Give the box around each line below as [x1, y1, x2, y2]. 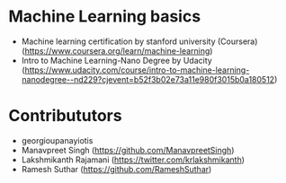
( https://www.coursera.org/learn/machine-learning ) [21, 45, 213, 56]
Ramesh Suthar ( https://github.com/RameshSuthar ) [21, 163, 212, 174]
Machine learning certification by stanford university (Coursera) [21, 36, 258, 47]
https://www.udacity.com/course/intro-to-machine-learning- [24, 65, 250, 75]
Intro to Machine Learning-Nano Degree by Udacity [21, 55, 212, 65]
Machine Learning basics [8, 6, 201, 27]
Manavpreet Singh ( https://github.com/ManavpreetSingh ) [21, 144, 235, 155]
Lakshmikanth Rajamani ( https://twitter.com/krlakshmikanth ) [21, 154, 245, 165]
